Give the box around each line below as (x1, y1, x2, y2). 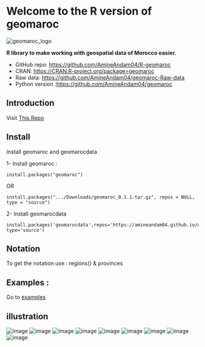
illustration (6, 311, 49, 321)
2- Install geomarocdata (6, 210, 67, 217)
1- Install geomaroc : (6, 159, 58, 167)
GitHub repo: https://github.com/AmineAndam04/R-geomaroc (15, 61, 171, 68)
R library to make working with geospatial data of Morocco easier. (6, 49, 177, 56)
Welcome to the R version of (6, 4, 153, 18)
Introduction (6, 98, 55, 108)
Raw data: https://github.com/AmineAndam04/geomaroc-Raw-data (15, 74, 185, 81)
